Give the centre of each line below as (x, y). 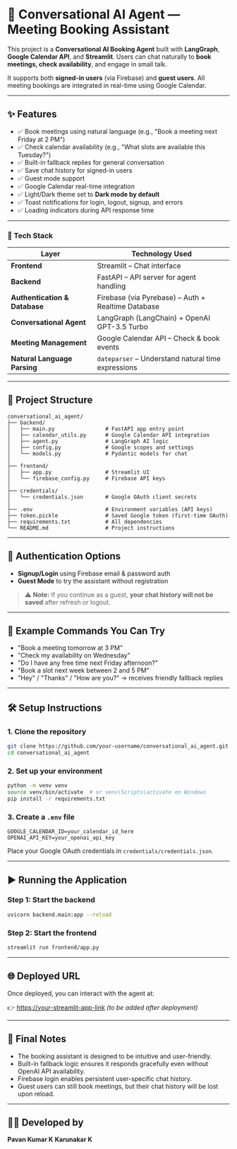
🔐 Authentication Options (64, 556)
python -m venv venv (38, 786)
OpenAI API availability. (51, 1071)
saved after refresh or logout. (67, 602)
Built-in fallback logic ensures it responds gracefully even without (113, 1063)
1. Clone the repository (47, 731)
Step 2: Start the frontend (52, 932)
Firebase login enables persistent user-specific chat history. (105, 1078)
